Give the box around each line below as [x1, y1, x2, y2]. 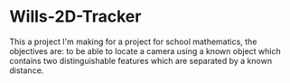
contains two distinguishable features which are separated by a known [9, 55, 273, 66]
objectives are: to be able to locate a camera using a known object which [9, 45, 282, 56]
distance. [9, 65, 44, 76]
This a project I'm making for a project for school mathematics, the [9, 36, 257, 47]
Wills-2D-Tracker [9, 6, 142, 27]
